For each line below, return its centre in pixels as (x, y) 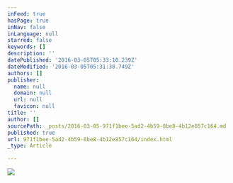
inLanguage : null (33, 34)
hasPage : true (28, 21)
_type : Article (30, 146)
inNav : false (27, 27)
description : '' (31, 54)
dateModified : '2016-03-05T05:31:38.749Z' (71, 67)
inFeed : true (27, 14)
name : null (30, 87)
